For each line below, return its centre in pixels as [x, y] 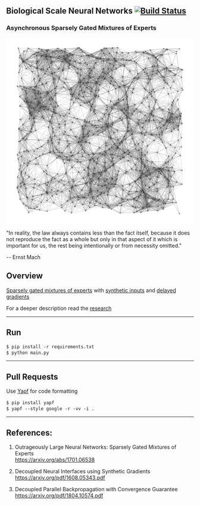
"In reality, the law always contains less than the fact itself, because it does [98, 233]
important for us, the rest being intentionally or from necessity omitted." [94, 245]
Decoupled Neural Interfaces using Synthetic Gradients [82, 472]
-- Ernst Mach [23, 257]
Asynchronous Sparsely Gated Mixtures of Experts [81, 28]
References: [29, 432]
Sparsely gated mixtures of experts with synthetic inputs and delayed [91, 290]
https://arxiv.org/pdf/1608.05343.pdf [60, 478]
